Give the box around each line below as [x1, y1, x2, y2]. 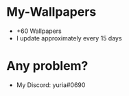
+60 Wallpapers [16, 27, 62, 35]
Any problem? [6, 58, 89, 74]
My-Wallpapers [6, 4, 97, 20]
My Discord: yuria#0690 [16, 80, 86, 89]
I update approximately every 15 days [16, 34, 122, 42]
